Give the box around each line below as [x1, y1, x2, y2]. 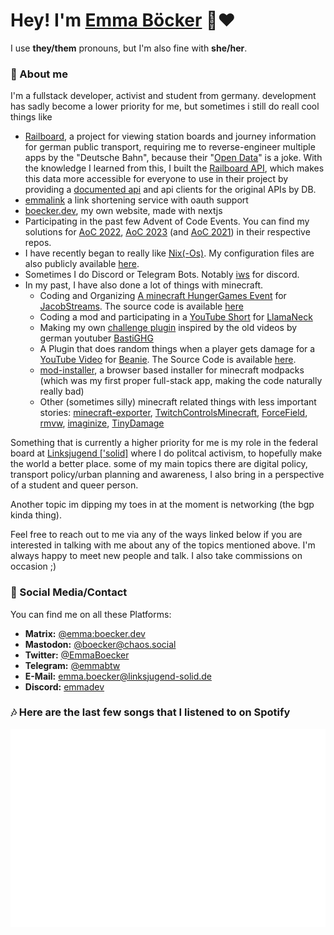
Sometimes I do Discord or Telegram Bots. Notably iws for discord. [24, 269, 300, 281]
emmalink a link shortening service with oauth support [24, 194, 249, 206]
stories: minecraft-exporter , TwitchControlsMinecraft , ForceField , [39, 407, 308, 419]
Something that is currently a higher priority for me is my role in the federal [10, 437, 318, 449]
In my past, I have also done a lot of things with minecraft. [24, 279, 264, 291]
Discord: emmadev [24, 680, 105, 693]
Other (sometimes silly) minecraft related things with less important [39, 396, 317, 408]
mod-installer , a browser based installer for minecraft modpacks [39, 364, 305, 376]
